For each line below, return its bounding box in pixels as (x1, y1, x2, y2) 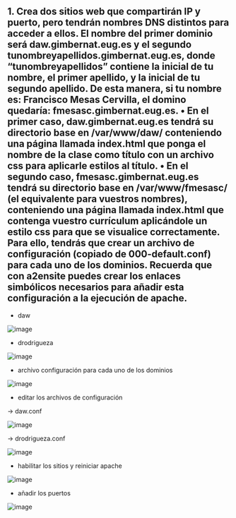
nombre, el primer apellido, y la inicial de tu (7, 72, 200, 84)
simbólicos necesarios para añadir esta (7, 282, 184, 294)
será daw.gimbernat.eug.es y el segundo (7, 39, 192, 51)
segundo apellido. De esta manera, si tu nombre (7, 83, 222, 95)
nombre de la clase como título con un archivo (7, 149, 214, 161)
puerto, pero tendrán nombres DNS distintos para (7, 17, 230, 29)
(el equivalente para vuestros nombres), (7, 193, 188, 205)
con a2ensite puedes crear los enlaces (7, 270, 182, 282)
